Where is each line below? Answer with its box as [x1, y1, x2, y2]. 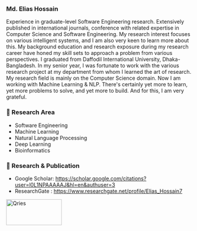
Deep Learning [14, 141, 51, 148]
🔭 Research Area [6, 108, 55, 116]
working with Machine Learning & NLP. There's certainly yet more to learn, [6, 81, 188, 88]
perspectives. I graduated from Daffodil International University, [6, 56, 162, 63]
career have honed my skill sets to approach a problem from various [6, 50, 173, 57]
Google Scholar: [14, 175, 54, 182]
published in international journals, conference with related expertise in [6, 24, 179, 31]
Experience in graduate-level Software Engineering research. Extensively [6, 18, 185, 25]
